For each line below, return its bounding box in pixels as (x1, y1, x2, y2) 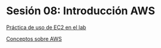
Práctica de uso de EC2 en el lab (6, 24, 86, 31)
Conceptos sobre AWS (6, 35, 62, 42)
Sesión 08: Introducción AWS (6, 4, 156, 18)
